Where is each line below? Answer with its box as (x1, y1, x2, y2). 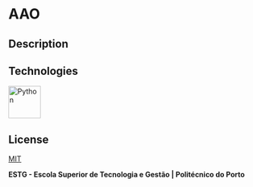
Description (8, 37, 68, 51)
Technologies (8, 64, 79, 77)
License (8, 132, 49, 146)
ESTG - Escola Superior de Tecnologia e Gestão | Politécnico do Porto (8, 170, 246, 180)
